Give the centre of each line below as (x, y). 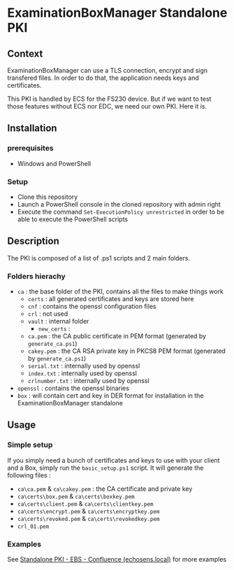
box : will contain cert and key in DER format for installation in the (110, 396)
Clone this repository (47, 197)
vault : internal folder (58, 321)
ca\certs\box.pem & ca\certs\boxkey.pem (76, 496)
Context (25, 54)
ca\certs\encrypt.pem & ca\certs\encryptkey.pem (88, 511)
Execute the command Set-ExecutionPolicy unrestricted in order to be (121, 211)
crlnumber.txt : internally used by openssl (89, 381)
